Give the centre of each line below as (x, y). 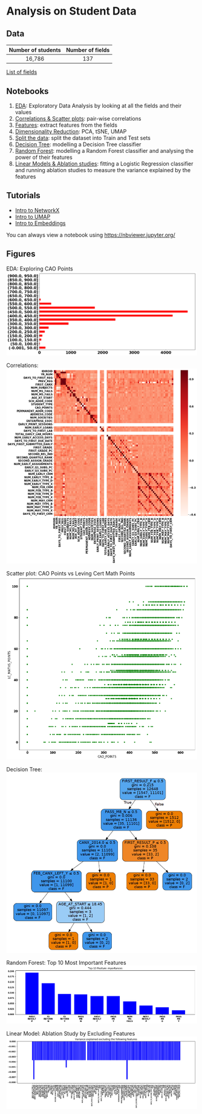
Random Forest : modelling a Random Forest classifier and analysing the (104, 151)
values (23, 112)
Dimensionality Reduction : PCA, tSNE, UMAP (71, 132)
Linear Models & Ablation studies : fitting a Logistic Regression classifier (104, 164)
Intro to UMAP (33, 216)
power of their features (44, 157)
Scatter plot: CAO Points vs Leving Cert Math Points (71, 573)
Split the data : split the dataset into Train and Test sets (83, 138)
